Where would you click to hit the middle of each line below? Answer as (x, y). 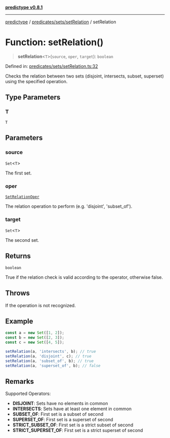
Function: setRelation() (54, 42)
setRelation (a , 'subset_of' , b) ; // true (50, 361)
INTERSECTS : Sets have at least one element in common (72, 409)
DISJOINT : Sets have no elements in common (60, 404)
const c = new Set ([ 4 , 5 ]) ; (35, 342)
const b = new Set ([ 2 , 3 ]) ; (35, 338)
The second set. (22, 240)
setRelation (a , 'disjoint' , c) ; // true (49, 356)
